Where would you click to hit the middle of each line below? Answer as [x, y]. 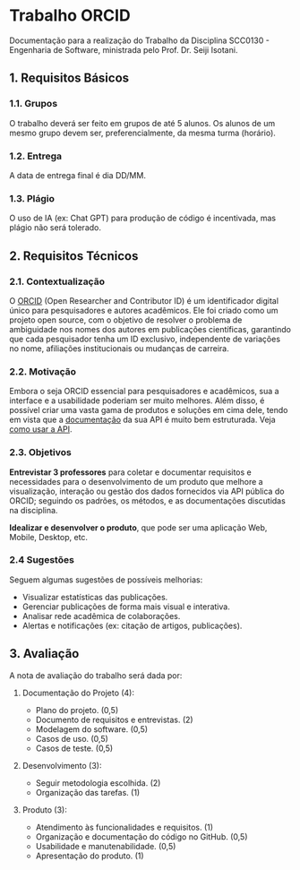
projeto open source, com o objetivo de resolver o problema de [126, 320]
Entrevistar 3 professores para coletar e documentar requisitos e [131, 472]
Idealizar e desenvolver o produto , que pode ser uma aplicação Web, [138, 527]
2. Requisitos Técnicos [74, 256]
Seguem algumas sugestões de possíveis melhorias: [106, 580]
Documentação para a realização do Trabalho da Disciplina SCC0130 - [140, 40]
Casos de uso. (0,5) [72, 738]
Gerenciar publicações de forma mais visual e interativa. [126, 607]
